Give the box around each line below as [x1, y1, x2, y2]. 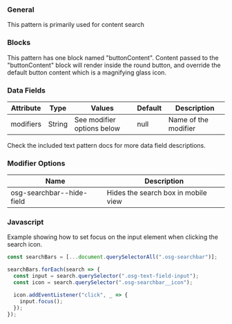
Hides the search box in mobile [106, 188, 207, 198]
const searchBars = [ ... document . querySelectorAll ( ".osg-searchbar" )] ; [7, 254, 217, 260]
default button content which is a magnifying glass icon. [7, 68, 167, 77]
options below [74, 123, 121, 133]
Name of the [168, 115, 209, 124]
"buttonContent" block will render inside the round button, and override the [7, 61, 221, 69]
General [7, 5, 35, 15]
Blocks [7, 38, 31, 48]
